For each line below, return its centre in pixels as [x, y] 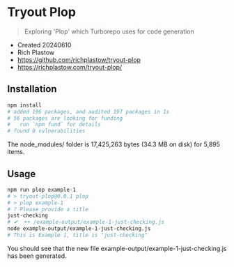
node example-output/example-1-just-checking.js [79, 229]
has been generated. [37, 256]
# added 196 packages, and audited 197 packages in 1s [88, 112]
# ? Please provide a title [48, 209]
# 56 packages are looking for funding [65, 118]
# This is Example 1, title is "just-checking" [78, 235]
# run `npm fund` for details [54, 125]
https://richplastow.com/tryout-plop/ [70, 67]
